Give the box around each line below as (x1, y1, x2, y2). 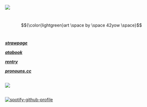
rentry (5, 59, 18, 65)
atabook (5, 50, 23, 55)
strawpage (5, 40, 28, 46)
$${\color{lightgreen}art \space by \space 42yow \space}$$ (21, 22, 142, 28)
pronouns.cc (5, 68, 32, 74)
